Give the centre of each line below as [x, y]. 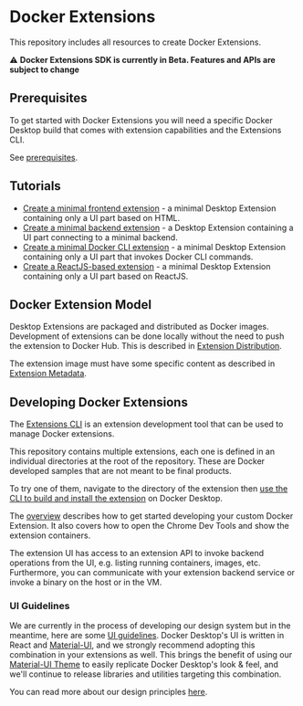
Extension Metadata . [48, 374]
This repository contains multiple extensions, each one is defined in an [142, 452]
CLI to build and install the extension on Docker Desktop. [116, 499]
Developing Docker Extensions [99, 402]
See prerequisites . [44, 157]
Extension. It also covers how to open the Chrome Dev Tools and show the [149, 526]
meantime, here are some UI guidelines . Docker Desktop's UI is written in [147, 636]
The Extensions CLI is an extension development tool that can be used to [146, 424]
